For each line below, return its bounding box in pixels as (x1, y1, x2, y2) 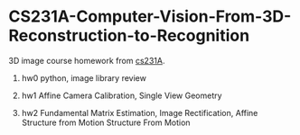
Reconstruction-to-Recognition (8, 25, 250, 46)
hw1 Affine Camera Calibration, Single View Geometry (21, 90, 222, 101)
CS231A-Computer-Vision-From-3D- (8, 6, 292, 27)
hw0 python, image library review (21, 72, 146, 83)
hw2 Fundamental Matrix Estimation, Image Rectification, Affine (21, 107, 258, 118)
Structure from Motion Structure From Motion (21, 117, 191, 128)
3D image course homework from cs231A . (8, 55, 165, 66)
